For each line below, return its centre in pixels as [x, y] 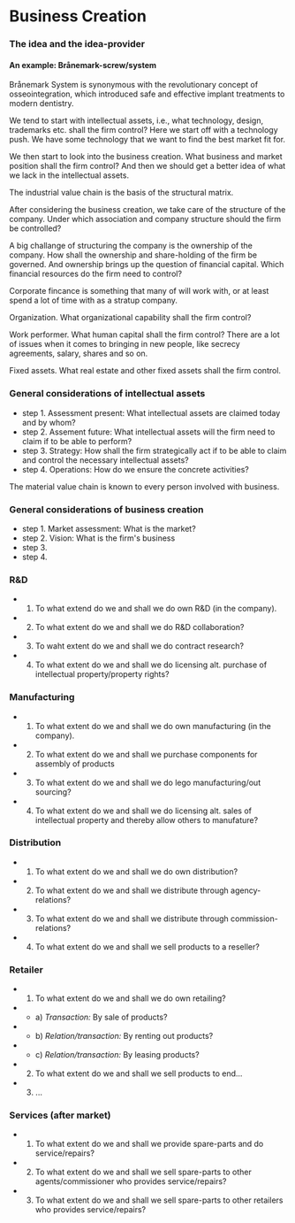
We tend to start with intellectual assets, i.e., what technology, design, [136, 120]
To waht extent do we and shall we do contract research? [140, 646]
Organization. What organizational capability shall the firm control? [130, 318]
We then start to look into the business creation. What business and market [146, 157]
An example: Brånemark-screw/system [83, 65]
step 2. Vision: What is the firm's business [98, 538]
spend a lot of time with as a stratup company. [94, 300]
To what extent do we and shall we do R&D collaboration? [140, 627]
